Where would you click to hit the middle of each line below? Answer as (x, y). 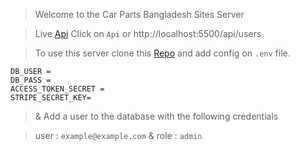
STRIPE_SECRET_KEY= (51, 98)
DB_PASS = (31, 80)
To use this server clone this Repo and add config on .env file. (162, 53)
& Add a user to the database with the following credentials (156, 116)
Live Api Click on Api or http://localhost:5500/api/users (148, 33)
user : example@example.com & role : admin (118, 135)
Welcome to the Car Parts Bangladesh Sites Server (139, 14)
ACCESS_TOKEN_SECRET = (57, 89)
